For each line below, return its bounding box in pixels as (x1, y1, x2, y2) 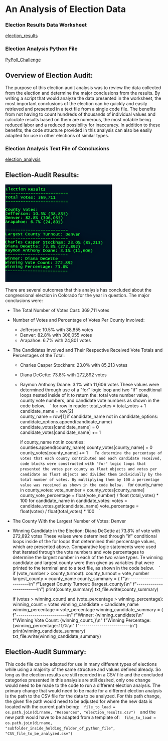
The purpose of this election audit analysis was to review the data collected (5, 84, 161, 91)
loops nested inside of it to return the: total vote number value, (20, 392, 149, 398)
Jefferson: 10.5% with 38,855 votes (20, 327, 94, 333)
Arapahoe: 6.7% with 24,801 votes (20, 337, 91, 343)
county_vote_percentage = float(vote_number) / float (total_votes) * (20, 492, 159, 498)
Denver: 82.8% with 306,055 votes (20, 332, 92, 338)
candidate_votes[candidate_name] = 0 (20, 424, 99, 430)
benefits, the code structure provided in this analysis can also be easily (5, 127, 152, 133)
